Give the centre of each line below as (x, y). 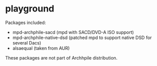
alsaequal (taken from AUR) (41, 48)
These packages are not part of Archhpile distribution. (61, 57)
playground (30, 9)
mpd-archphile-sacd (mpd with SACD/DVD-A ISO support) (73, 32)
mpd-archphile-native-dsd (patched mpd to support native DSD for (82, 37)
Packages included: (26, 22)
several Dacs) (27, 42)
